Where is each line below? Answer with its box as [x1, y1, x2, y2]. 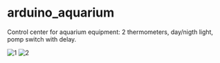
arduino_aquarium [7, 5, 115, 21]
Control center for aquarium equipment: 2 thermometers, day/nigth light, [7, 28, 213, 36]
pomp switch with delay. [7, 35, 77, 43]
